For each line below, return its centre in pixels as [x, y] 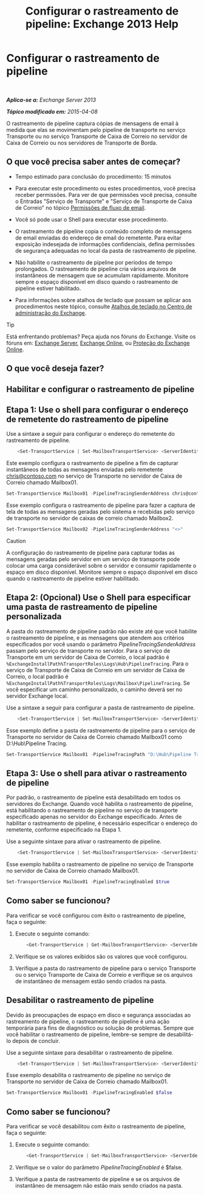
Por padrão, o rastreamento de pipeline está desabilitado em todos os [93, 797]
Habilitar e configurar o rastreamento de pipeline [100, 389]
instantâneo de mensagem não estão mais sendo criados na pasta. [99, 1186]
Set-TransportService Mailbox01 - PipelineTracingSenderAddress [88, 494]
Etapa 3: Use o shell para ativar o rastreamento [97, 773]
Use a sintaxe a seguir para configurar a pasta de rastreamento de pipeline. [101, 708]
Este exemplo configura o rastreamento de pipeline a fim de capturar [93, 463]
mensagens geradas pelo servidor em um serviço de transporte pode [93, 559]
